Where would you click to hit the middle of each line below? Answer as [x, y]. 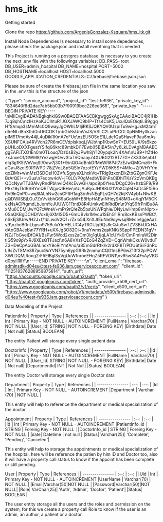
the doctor [16, 409]
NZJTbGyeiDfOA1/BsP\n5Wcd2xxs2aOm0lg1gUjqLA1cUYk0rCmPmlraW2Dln [81, 235]
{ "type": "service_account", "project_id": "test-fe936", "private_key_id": [77, 100]
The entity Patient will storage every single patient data [60, 341]
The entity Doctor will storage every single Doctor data [60, 375]
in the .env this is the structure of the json [47, 91]
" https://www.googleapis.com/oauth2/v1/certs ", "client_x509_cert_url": [76, 287]
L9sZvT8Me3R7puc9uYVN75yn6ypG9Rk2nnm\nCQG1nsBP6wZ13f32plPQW [81, 250]
